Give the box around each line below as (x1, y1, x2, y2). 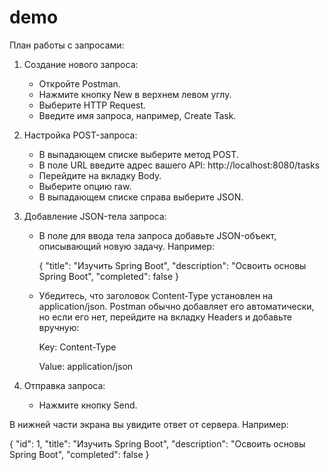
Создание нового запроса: (23, 58, 139, 70)
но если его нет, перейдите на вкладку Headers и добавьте (38, 311, 293, 323)
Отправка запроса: (23, 379, 106, 391)
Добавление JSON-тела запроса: (23, 210, 167, 222)
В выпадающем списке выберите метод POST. (38, 148, 239, 160)
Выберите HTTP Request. (38, 99, 147, 111)
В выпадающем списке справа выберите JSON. (38, 191, 244, 203)
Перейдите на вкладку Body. (38, 169, 162, 181)
